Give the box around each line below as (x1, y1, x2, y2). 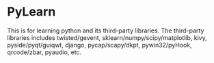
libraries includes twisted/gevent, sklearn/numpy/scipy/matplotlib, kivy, (7, 33, 207, 41)
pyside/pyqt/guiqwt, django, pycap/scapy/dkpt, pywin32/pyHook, (7, 41, 193, 49)
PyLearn (7, 4, 56, 20)
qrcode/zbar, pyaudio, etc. (7, 48, 82, 56)
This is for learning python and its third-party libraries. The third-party (7, 26, 204, 35)
